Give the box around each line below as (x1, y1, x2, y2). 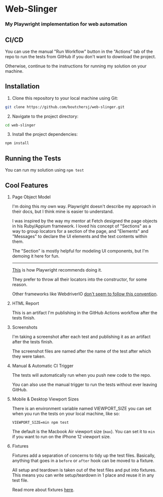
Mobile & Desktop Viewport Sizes (12, 396, 79, 402)
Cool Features (5, 181, 49, 190)
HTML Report (12, 300, 39, 306)
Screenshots (12, 324, 38, 330)
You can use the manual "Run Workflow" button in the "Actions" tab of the (5, 48, 153, 54)
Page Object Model (12, 194, 51, 200)
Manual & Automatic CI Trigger (12, 363, 74, 369)
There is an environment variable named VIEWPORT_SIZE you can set (12, 405, 152, 411)
